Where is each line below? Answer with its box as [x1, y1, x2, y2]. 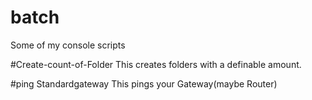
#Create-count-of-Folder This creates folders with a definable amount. [10, 58, 302, 70]
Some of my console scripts [10, 39, 126, 51]
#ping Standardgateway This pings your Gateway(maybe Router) [10, 77, 278, 90]
